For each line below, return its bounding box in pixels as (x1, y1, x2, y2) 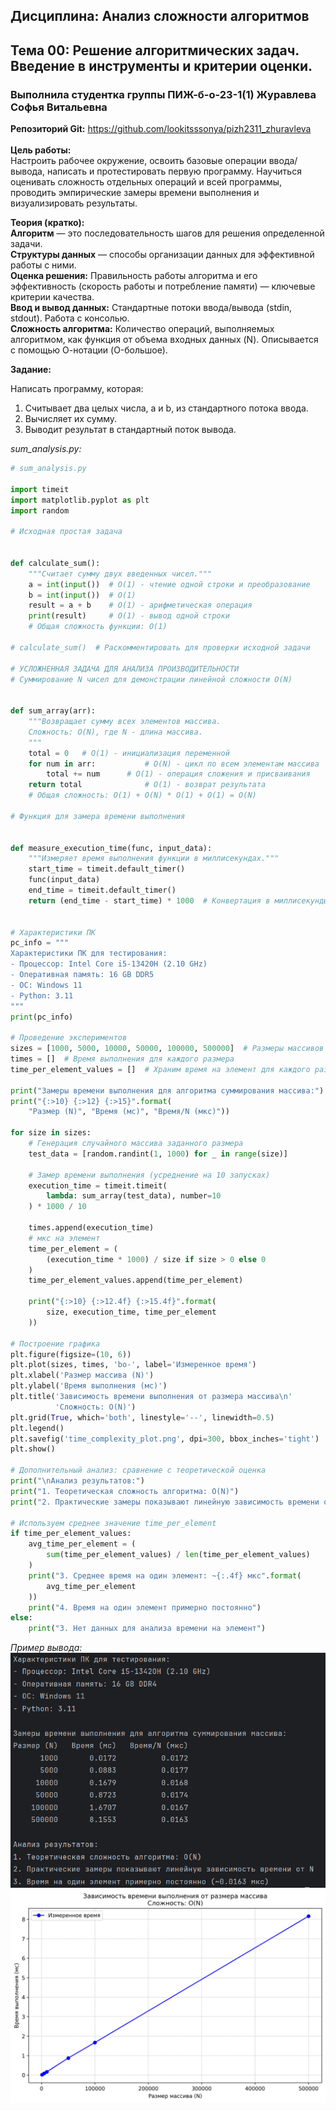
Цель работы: (10, 144, 72, 156)
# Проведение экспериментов (10, 1033, 128, 1043)
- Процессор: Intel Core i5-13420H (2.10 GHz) (10, 959, 208, 969)
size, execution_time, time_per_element (46, 1307, 217, 1318)
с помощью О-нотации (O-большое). (10, 344, 168, 356)
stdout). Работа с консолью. (10, 312, 130, 324)
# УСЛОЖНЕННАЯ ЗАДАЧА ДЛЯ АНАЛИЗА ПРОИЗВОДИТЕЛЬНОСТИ (10, 664, 240, 674)
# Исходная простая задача (10, 527, 123, 537)
